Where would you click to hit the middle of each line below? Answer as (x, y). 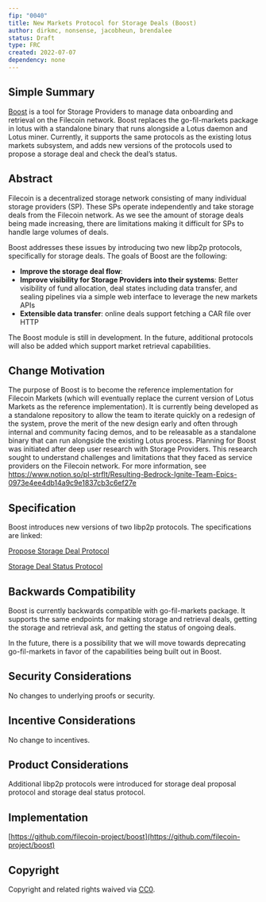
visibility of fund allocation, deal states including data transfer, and (128, 288)
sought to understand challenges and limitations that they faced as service (130, 458)
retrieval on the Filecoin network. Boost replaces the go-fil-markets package (133, 119)
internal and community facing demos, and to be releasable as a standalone (132, 432)
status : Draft (32, 38)
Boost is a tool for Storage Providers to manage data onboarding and (121, 111)
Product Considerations (69, 765)
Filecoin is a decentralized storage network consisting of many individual (127, 198)
